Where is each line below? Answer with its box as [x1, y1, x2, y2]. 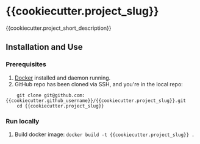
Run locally [5, 117, 40, 125]
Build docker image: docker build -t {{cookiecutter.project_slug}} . [14, 131, 195, 138]
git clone [16, 92, 42, 98]
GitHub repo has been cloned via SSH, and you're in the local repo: [14, 80, 184, 87]
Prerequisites [5, 60, 46, 69]
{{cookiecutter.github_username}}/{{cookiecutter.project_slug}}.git [5, 97, 187, 104]
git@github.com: [44, 92, 85, 98]
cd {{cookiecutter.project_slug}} [16, 103, 104, 109]
